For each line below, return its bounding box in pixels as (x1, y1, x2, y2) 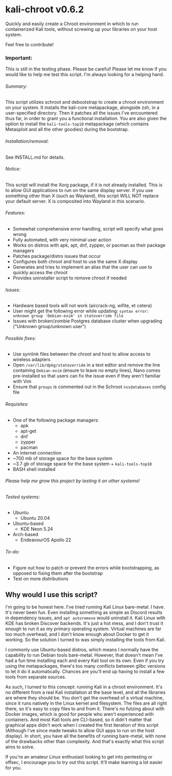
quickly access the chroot (12, 270, 68, 276)
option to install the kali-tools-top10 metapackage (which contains (5, 121, 149, 127)
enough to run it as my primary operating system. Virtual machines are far (5, 626, 162, 632)
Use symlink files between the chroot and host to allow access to (12, 351, 150, 357)
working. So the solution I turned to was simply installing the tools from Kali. (5, 637, 166, 643)
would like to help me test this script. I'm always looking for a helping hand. (5, 71, 164, 78)
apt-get (20, 428, 37, 434)
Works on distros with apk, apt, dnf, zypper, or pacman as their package (12, 242, 166, 249)
